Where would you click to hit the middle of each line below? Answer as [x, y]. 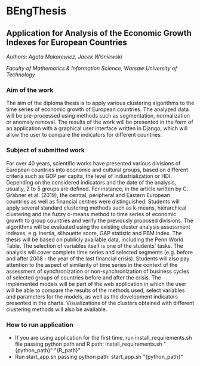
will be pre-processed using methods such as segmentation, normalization [98, 116]
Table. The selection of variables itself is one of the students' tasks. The [95, 245]
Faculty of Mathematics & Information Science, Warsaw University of [92, 68]
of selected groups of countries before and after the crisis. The [84, 277]
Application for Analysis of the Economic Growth [99, 33]
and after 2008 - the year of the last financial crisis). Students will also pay [98, 259]
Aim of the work [30, 90]
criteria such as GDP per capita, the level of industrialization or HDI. [89, 176]
